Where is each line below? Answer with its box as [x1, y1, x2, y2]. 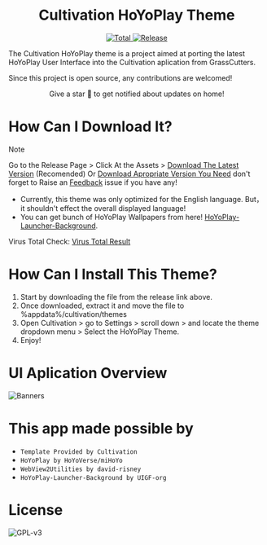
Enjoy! [20, 335, 42, 345]
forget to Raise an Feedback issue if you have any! [8, 177, 177, 187]
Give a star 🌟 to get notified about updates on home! [48, 89, 225, 99]
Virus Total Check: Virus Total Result [8, 236, 131, 246]
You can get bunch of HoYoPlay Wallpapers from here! [20, 212, 204, 222]
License [8, 500, 63, 519]
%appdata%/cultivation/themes [20, 309, 128, 319]
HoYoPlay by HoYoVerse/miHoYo [20, 456, 124, 464]
